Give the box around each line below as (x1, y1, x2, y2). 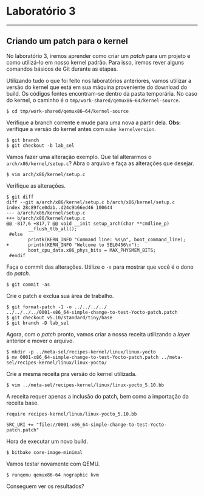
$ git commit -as (6, 282, 50, 288)
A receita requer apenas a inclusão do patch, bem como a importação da (6, 392, 189, 400)
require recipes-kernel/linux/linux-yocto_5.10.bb (6, 411, 137, 417)
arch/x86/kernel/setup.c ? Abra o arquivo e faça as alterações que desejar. (6, 160, 194, 167)
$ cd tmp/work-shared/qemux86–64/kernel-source (6, 108, 129, 114)
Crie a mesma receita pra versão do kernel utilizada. (6, 370, 137, 377)
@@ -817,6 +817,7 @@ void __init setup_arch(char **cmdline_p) (6, 221, 170, 227)
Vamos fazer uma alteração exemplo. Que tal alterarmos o (6, 153, 152, 160)
